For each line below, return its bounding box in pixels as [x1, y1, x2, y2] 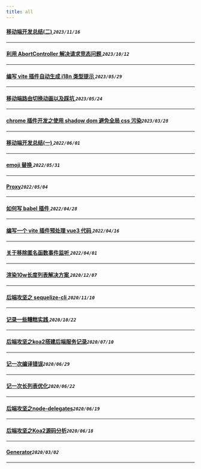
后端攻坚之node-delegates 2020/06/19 [6, 405, 100, 412]
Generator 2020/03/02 [6, 449, 59, 456]
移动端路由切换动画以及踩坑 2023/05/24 [6, 94, 103, 102]
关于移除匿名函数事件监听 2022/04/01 [6, 249, 98, 256]
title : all [6, 8, 33, 15]
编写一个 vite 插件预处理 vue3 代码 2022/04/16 [6, 227, 120, 234]
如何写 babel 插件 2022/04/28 [6, 205, 78, 212]
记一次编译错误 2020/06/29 [6, 360, 70, 368]
